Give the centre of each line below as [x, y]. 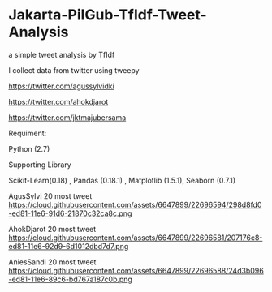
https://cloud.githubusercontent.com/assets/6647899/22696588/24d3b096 [136, 270]
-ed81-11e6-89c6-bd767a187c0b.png [70, 279]
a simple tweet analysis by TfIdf [62, 54]
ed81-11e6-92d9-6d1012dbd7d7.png [69, 246]
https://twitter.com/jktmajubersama [67, 117]
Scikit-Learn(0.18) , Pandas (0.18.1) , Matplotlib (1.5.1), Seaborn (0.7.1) [122, 180]
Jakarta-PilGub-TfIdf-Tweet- [108, 15]
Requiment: [28, 133]
